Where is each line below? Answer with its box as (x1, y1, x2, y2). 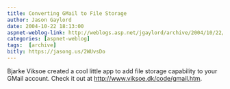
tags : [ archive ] (7, 42, 57, 49)
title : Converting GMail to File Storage (7, 10, 127, 17)
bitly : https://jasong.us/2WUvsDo (7, 49, 106, 55)
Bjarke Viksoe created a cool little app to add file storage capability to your (7, 66, 218, 75)
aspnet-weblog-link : (7, 29, 66, 36)
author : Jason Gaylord (7, 16, 72, 23)
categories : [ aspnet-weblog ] (7, 36, 90, 42)
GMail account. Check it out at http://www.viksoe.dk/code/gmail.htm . (7, 74, 203, 82)
